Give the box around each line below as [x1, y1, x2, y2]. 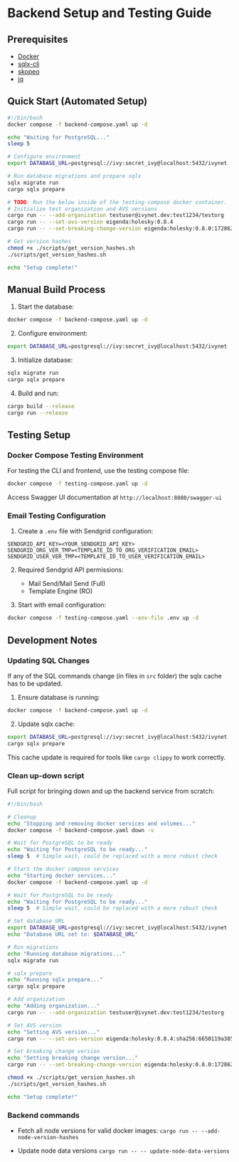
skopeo [17, 68, 41, 75]
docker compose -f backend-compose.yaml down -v [7, 826, 154, 833]
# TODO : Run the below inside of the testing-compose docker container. [7, 198, 228, 206]
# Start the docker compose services [7, 865, 119, 873]
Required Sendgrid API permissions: [17, 565, 124, 574]
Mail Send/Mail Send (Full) [28, 580, 106, 588]
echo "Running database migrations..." [7, 950, 126, 957]
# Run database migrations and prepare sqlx [7, 173, 142, 180]
